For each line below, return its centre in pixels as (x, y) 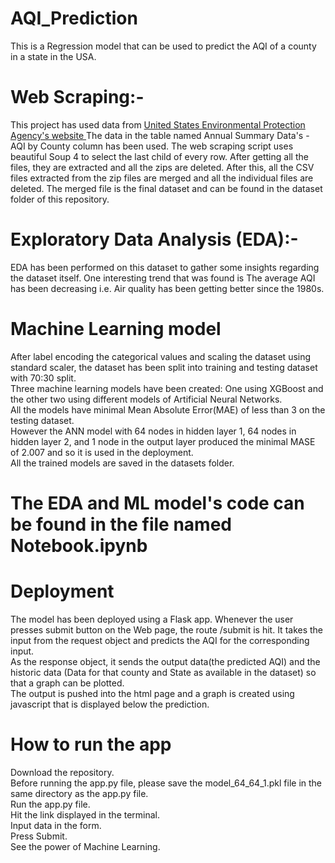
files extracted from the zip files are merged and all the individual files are (162, 178)
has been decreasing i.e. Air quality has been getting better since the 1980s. (167, 288)
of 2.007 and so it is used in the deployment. (102, 452)
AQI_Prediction (74, 18)
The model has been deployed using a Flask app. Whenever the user (152, 619)
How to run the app (91, 744)
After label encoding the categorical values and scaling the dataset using (161, 356)
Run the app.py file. (50, 804)
